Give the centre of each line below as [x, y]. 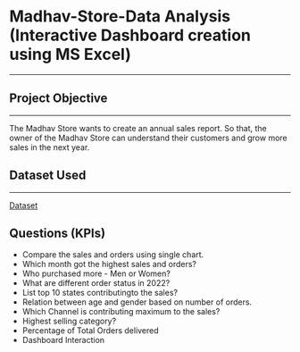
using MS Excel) [70, 54]
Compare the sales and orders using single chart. [113, 255]
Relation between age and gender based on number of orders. [137, 302]
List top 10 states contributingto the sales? [100, 293]
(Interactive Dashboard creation [130, 35]
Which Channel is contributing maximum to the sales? [121, 312]
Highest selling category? [69, 321]
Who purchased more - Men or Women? [96, 273]
